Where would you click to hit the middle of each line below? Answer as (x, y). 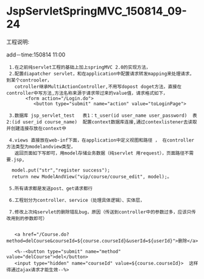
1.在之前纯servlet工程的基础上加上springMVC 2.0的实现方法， (80, 67)
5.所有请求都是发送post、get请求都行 (51, 188)
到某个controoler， (29, 80)
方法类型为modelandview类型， (41, 146)
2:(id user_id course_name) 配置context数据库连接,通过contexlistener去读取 (102, 122)
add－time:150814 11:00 (36, 54)
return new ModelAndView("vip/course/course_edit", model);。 (92, 177)
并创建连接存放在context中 (37, 128)
